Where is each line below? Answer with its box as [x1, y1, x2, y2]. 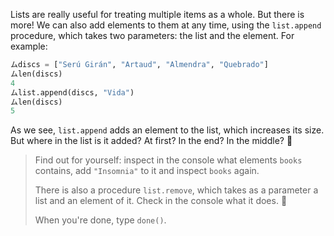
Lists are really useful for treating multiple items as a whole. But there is [10, 9, 305, 20]
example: [10, 40, 48, 52]
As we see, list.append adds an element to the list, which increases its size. [10, 124, 325, 136]
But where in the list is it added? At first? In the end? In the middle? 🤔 [10, 135, 293, 147]
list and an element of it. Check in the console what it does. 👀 [34, 195, 288, 207]
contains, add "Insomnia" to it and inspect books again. [34, 165, 260, 177]
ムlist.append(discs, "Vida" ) [10, 87, 135, 98]
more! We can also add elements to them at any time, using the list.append [10, 19, 322, 31]
